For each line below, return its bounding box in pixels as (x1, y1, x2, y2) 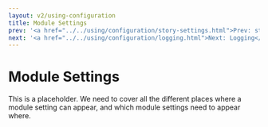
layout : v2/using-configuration (8, 11, 116, 20)
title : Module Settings (8, 19, 88, 27)
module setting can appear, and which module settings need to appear (8, 102, 241, 112)
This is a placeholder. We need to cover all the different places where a (8, 94, 242, 104)
